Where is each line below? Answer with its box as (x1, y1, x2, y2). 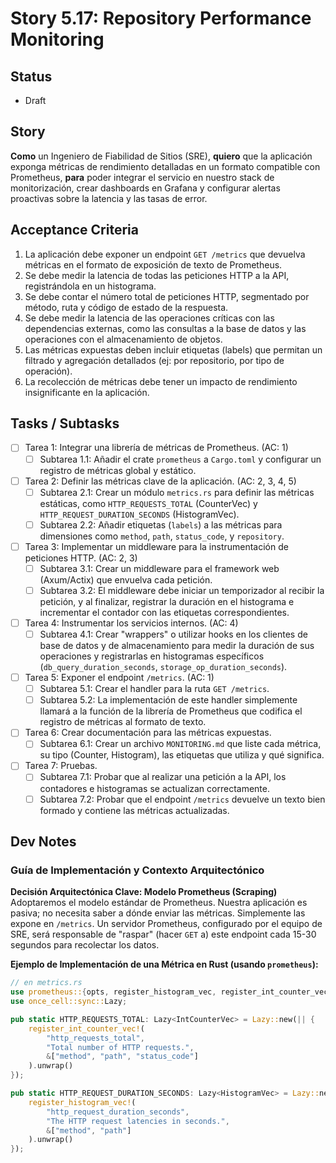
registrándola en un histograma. (24, 280, 157, 292)
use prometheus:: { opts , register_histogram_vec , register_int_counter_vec (10, 987, 329, 997)
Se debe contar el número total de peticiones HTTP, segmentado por (24, 290, 310, 302)
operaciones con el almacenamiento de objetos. (24, 333, 223, 345)
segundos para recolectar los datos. (10, 939, 160, 951)
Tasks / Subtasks (10, 415, 120, 432)
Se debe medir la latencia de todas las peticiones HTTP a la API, (24, 269, 290, 281)
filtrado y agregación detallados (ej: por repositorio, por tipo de (24, 354, 285, 366)
